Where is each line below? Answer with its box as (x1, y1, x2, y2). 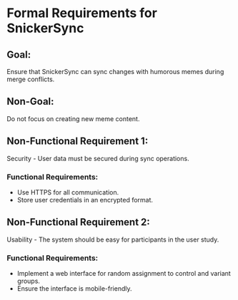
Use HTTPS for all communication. (16, 187, 119, 197)
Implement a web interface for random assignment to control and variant (16, 269, 232, 278)
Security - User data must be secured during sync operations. (6, 154, 190, 162)
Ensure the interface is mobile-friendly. (16, 284, 132, 293)
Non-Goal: (6, 95, 54, 108)
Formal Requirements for (6, 5, 158, 21)
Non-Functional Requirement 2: (6, 216, 151, 229)
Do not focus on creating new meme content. (6, 114, 140, 123)
